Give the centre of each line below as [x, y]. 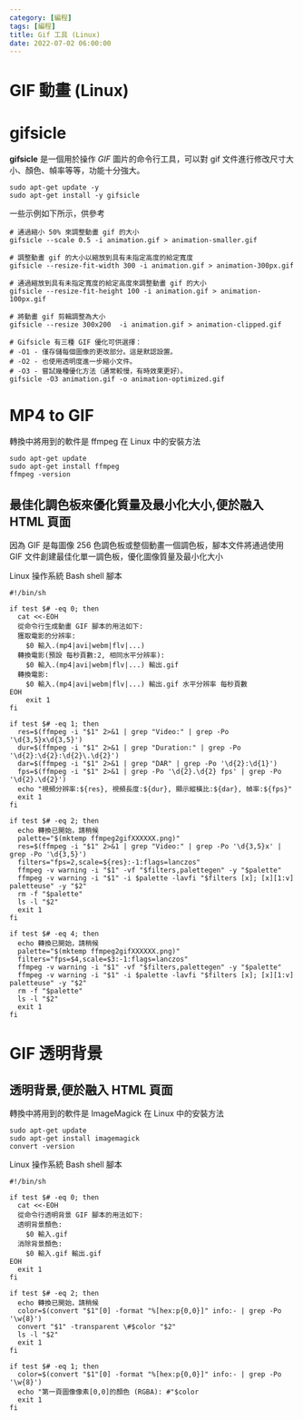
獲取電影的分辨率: [47, 636]
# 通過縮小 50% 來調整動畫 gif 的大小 [74, 232]
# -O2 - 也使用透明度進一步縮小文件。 [73, 362]
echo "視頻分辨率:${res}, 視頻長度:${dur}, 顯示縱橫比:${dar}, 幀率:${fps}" [155, 789]
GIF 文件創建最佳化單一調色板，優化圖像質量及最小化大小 [117, 557]
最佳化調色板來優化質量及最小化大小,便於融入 [137, 504]
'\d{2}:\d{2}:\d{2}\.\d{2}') [64, 756]
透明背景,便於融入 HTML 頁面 [92, 1090]
